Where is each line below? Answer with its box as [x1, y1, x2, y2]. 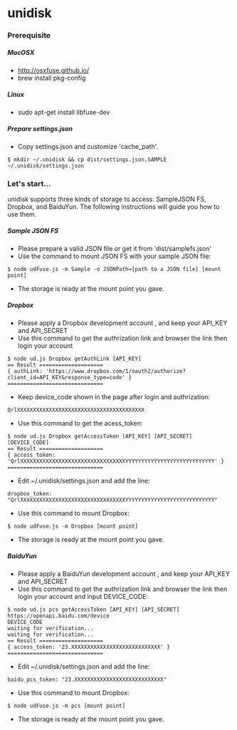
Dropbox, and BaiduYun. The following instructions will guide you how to [7, 202, 220, 211]
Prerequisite [7, 31, 51, 41]
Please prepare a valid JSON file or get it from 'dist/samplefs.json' [17, 245, 212, 253]
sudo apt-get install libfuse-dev [17, 108, 110, 117]
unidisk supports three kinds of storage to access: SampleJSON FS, [7, 195, 206, 204]
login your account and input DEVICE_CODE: [17, 592, 149, 601]
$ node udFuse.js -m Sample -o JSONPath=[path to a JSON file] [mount [7, 266, 221, 273]
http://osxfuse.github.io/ [17, 66, 90, 75]
